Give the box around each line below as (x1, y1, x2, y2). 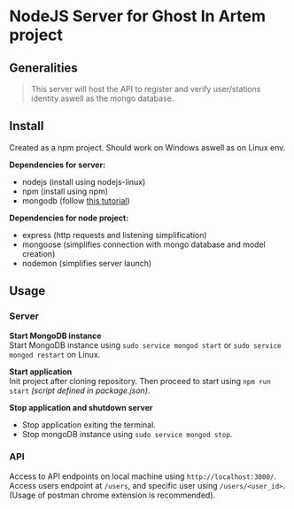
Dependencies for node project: (9, 212, 129, 223)
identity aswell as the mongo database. (30, 93, 174, 104)
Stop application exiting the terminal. (21, 419, 157, 430)
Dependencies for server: (9, 159, 106, 170)
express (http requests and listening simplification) (21, 229, 207, 240)
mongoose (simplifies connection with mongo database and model (21, 239, 266, 250)
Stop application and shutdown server (9, 402, 153, 413)
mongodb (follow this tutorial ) (21, 195, 130, 205)
